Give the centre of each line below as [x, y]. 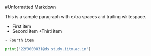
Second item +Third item [37, 31]
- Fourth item [20, 40]
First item [22, 26]
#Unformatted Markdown [31, 7]
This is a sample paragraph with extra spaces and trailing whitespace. [76, 16]
